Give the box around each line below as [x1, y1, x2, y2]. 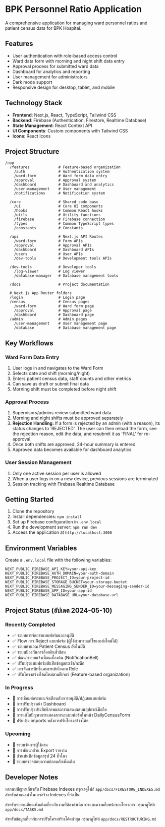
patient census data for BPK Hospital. [5, 25, 82, 31]
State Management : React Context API [12, 123, 93, 128]
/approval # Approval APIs [14, 243, 92, 248]
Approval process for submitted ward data [12, 63, 99, 69]
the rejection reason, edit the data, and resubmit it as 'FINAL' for [12, 431, 143, 437]
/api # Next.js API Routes [9, 234, 103, 239]
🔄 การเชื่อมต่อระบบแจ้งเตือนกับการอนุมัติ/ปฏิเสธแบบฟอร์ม [12, 696, 107, 701]
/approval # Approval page [14, 308, 92, 313]
